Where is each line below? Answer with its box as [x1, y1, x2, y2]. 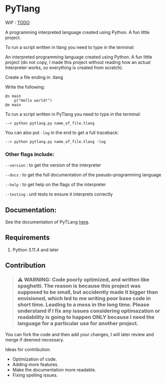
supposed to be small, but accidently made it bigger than [17, 288, 159, 295]
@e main [5, 102, 21, 107]
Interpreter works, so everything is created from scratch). [5, 64, 124, 70]
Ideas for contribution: [5, 346, 51, 352]
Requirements [5, 233, 50, 242]
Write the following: [5, 83, 45, 90]
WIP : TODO [5, 19, 30, 25]
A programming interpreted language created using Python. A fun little [5, 29, 150, 35]
